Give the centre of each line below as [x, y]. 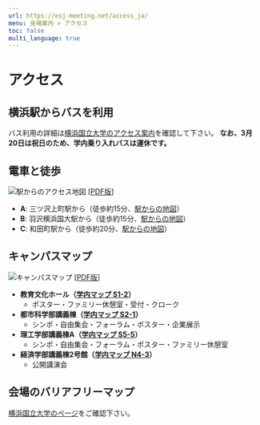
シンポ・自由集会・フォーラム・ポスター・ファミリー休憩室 [130, 344]
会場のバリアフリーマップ [71, 393]
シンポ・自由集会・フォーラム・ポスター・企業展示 [116, 324]
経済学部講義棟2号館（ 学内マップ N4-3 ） [88, 354]
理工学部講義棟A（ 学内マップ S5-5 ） [81, 334]
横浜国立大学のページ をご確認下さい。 [71, 413]
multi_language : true [44, 38]
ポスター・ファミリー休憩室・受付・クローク [106, 304]
